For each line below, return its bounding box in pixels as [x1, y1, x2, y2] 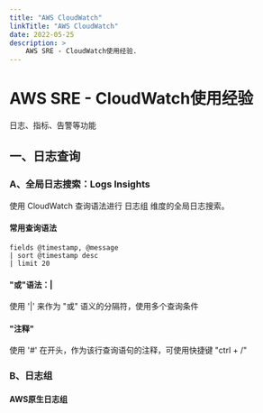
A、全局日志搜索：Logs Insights [9, 178, 150, 190]
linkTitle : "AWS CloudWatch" [9, 22, 119, 31]
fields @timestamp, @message [9, 243, 119, 252]
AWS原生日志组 [9, 393, 68, 404]
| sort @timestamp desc [9, 251, 99, 260]
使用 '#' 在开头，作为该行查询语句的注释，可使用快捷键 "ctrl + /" [9, 344, 248, 356]
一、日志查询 [9, 149, 81, 164]
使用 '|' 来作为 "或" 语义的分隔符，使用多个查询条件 [9, 301, 199, 312]
